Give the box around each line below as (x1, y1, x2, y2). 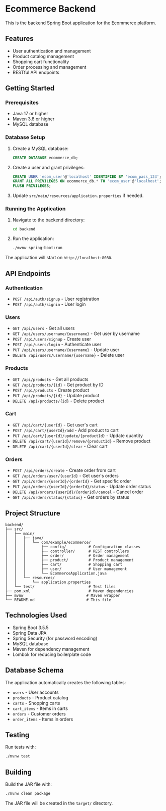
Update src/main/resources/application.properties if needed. (12, 193, 144, 199)
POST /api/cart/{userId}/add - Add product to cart (12, 427, 119, 433)
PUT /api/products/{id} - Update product (12, 392, 100, 398)
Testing (5, 731, 30, 739)
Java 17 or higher (12, 111, 49, 117)
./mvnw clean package (5, 791, 51, 796)
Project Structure (5, 509, 60, 517)
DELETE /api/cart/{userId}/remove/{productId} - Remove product (12, 438, 151, 444)
